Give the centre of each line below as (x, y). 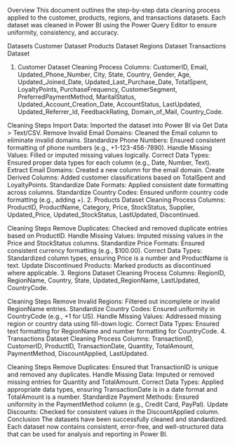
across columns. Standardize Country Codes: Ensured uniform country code (118, 192)
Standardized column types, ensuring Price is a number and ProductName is (118, 258)
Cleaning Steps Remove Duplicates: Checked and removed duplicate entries (117, 228)
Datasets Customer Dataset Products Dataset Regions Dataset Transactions (117, 46)
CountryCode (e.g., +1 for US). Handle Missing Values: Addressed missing (114, 316)
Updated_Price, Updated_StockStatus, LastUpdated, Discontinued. (103, 214)
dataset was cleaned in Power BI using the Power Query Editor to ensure (112, 25)
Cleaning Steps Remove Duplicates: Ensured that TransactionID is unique (113, 367)
